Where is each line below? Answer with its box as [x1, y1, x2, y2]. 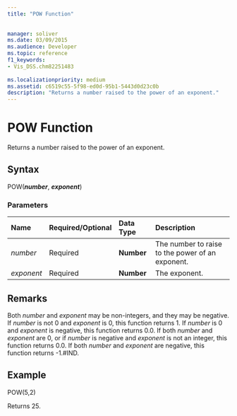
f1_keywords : [7, 57, 46, 64]
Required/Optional [49, 223, 112, 233]
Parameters [7, 200, 48, 209]
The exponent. [154, 268, 203, 278]
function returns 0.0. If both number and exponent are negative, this [7, 341, 205, 349]
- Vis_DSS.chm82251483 [7, 63, 74, 70]
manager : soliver [7, 30, 59, 37]
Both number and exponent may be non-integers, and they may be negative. [7, 311, 229, 319]
